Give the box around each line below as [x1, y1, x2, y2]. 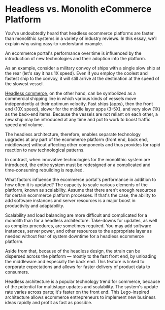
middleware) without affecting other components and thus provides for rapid [5, 141, 161, 147]
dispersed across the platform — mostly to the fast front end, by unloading [5, 253, 157, 259]
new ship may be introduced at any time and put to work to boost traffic [5, 116, 151, 122]
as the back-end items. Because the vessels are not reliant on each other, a [5, 111, 158, 117]
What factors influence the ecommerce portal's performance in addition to [5, 176, 156, 182]
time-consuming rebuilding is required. [5, 167, 84, 173]
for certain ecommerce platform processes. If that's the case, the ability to [5, 192, 156, 198]
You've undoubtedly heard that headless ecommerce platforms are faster [5, 30, 154, 36]
